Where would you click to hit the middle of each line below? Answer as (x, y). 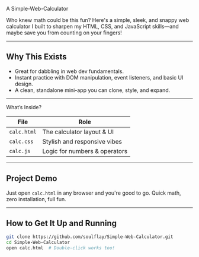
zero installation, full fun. (36, 199)
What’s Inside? (24, 107)
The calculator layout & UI (78, 132)
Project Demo (32, 178)
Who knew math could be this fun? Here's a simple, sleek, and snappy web (98, 20)
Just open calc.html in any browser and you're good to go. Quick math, (94, 193)
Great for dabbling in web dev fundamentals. (69, 71)
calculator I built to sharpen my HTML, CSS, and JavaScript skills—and (92, 26)
